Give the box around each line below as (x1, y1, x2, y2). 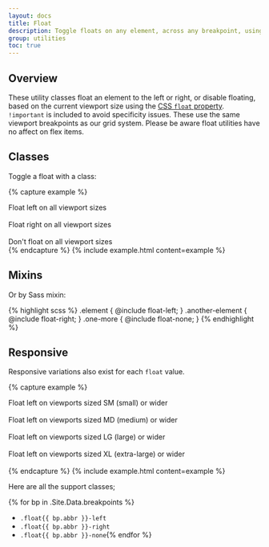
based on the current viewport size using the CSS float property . (8, 101, 225, 111)
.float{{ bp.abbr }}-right (19, 523, 110, 531)
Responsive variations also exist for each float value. (8, 367, 186, 377)
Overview (8, 71, 58, 85)
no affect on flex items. (8, 126, 84, 137)
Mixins (8, 268, 42, 282)
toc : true (8, 42, 42, 50)
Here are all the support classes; (8, 482, 116, 492)
